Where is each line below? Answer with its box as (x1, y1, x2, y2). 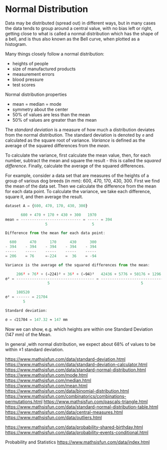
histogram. (5, 41, 27, 47)
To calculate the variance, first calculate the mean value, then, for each (5, 152, 151, 158)
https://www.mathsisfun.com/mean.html (5, 383, 88, 389)
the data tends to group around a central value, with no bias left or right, (5, 25, 153, 31)
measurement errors (12, 71, 55, 77)
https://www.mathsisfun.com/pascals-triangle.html (43, 398, 148, 405)
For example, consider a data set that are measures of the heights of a (5, 172, 149, 178)
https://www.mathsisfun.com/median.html (5, 377, 91, 383)
